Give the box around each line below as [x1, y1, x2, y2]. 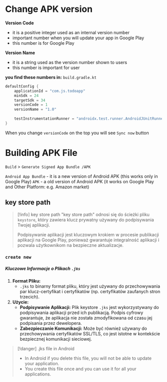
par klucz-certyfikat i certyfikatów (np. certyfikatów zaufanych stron [19, 289, 161, 295]
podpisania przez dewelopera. [19, 320, 82, 326]
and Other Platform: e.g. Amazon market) [5, 184, 89, 190]
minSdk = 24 [14, 93, 39, 98]
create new [5, 254, 31, 260]
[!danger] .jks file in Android [17, 346, 75, 352]
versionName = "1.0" [14, 107, 57, 112]
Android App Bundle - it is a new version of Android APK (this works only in [5, 173, 158, 179]
